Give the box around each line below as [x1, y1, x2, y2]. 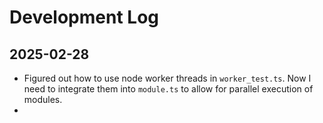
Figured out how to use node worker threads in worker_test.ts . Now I [23, 72, 312, 84]
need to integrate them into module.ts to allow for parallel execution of [23, 83, 314, 95]
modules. [23, 94, 63, 105]
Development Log [9, 6, 160, 29]
